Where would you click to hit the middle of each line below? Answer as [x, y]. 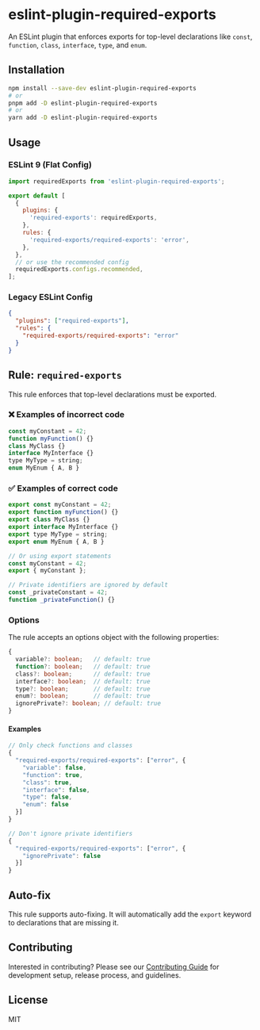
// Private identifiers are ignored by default [88, 585]
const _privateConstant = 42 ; [58, 592]
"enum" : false [46, 805]
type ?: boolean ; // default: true [83, 689]
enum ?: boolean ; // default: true [83, 696]
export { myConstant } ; [48, 571]
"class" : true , [48, 783]
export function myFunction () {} [63, 512]
